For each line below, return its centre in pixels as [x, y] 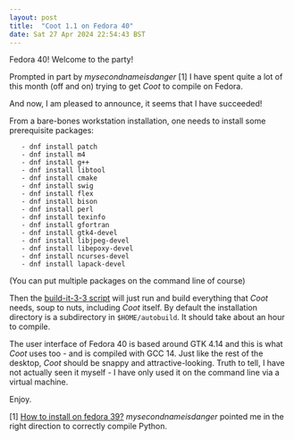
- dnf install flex [57, 194]
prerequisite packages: [51, 131]
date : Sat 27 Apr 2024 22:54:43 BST [77, 34]
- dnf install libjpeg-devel [75, 241]
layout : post [34, 17]
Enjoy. [21, 400]
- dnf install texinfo [63, 217]
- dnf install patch [59, 147]
